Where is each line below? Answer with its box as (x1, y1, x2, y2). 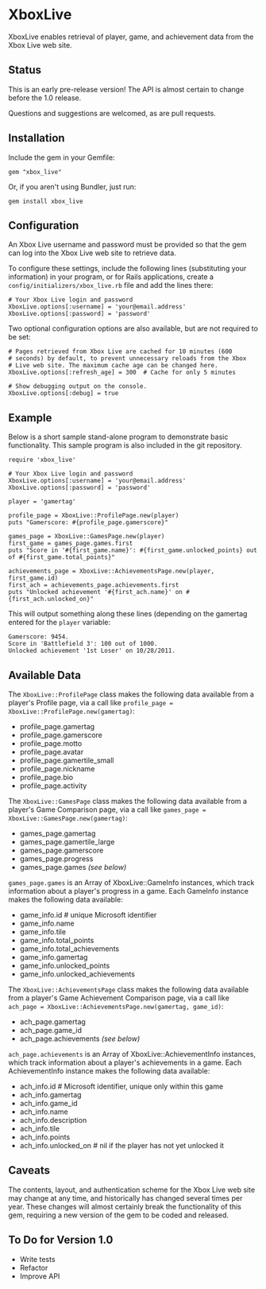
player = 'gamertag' (8, 498, 77, 506)
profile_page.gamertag (19, 722, 95, 731)
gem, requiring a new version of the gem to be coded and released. (8, 1210, 229, 1220)
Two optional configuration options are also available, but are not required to (8, 324, 258, 333)
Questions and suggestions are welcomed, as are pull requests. (8, 108, 216, 118)
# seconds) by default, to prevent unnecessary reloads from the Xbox (8, 355, 247, 363)
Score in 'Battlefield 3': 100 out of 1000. (8, 640, 158, 648)
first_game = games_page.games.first (8, 539, 133, 548)
